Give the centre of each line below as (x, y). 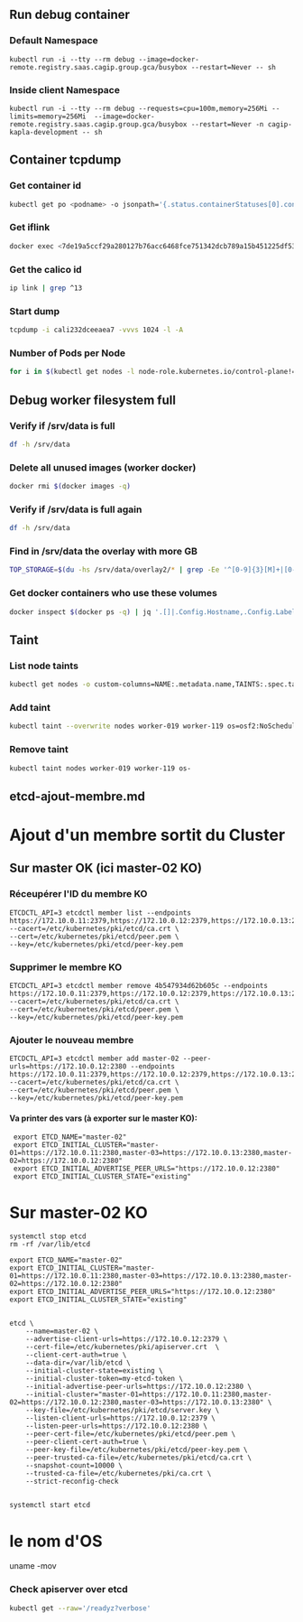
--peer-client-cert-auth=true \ (86, 1442)
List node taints (44, 666)
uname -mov (33, 1566)
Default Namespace (54, 41)
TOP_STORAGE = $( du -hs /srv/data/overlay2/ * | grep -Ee (115, 570)
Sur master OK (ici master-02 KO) (106, 868)
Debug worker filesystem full (92, 400)
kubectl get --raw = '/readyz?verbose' (80, 1608)
